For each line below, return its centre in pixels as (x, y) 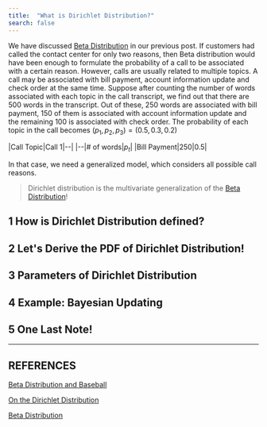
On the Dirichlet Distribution (54, 400)
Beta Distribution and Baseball (58, 385)
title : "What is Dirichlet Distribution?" (81, 15)
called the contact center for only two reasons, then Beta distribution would (132, 54)
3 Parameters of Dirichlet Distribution (103, 276)
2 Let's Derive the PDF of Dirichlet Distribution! (126, 248)
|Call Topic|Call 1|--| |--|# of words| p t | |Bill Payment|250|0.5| (108, 148)
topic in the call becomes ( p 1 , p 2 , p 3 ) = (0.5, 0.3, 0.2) (93, 131)
